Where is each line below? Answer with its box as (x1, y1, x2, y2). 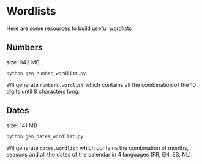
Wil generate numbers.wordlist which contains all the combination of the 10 (6, 81, 196, 88)
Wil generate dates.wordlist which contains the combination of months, (6, 144, 189, 151)
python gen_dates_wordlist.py (6, 133, 84, 140)
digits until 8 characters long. (6, 88, 80, 95)
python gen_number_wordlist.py (6, 70, 86, 76)
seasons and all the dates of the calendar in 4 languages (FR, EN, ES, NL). (6, 151, 193, 158)
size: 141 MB (6, 121, 38, 129)
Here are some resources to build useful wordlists (6, 24, 132, 32)
